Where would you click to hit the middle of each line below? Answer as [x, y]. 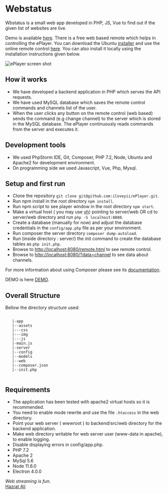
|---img [20, 335]
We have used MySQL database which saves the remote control [79, 102]
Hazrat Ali [16, 486]
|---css [20, 330]
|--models [22, 357]
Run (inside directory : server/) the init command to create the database [87, 239]
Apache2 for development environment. [54, 162]
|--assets [22, 326]
